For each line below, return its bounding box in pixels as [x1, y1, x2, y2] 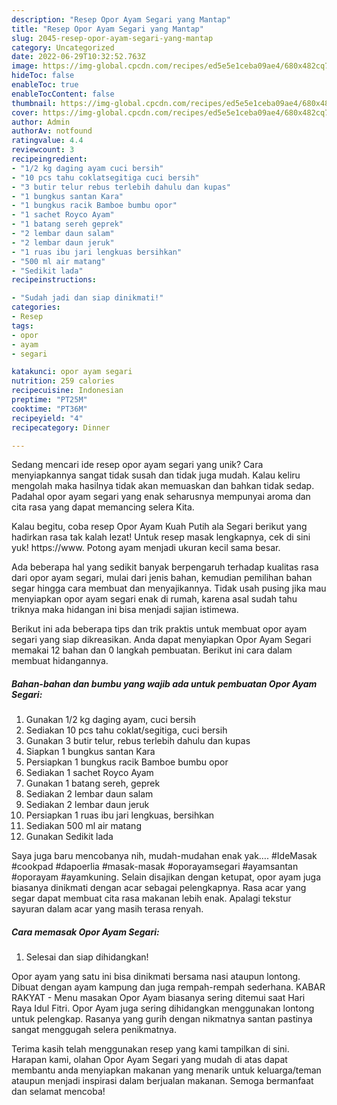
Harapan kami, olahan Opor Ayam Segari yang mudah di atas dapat [11, 1054, 288, 1066]
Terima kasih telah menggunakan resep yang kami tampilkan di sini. [11, 1043, 290, 1055]
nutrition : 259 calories [11, 376, 115, 386]
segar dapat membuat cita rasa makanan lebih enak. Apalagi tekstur [11, 892, 292, 905]
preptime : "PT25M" [11, 395, 88, 405]
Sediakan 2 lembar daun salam [25, 788, 154, 800]
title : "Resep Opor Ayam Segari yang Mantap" [11, 24, 204, 34]
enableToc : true [11, 80, 79, 90]
